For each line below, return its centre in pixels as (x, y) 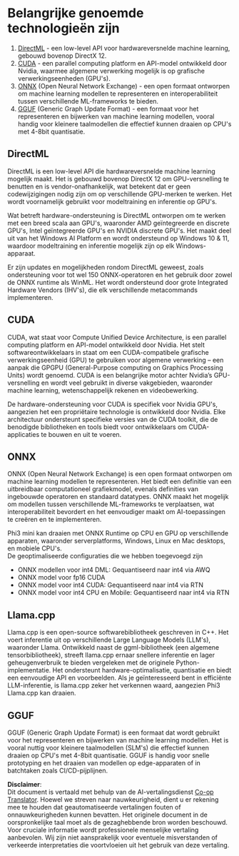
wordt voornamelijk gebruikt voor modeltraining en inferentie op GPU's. (112, 201)
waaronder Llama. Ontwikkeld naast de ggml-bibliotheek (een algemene (113, 648)
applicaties (24, 434)
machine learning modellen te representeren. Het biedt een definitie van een (119, 482)
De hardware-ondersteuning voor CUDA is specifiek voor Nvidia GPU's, (113, 404)
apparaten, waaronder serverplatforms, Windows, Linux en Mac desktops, (117, 541)
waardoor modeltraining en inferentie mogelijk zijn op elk (91, 246)
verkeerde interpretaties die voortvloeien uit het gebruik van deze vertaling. (118, 845)
